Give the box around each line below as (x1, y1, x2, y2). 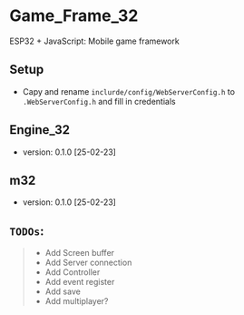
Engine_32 (9, 122, 71, 137)
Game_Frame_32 (9, 5, 139, 26)
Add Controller (44, 267, 101, 278)
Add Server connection (44, 257, 132, 269)
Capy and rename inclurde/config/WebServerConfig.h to (22, 86, 236, 97)
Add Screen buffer (44, 248, 115, 259)
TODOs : (9, 223, 44, 239)
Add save (44, 286, 82, 297)
